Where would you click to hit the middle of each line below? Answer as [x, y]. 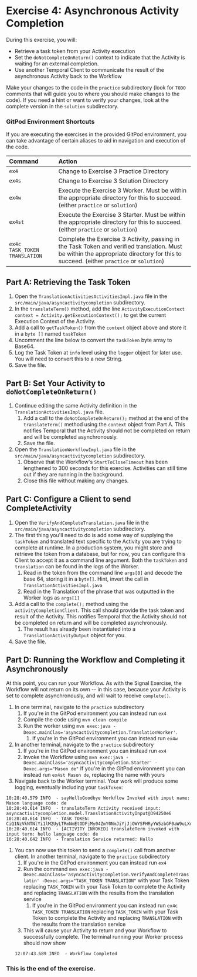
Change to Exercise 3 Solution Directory [113, 181]
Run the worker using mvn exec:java [67, 726]
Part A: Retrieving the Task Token [68, 282]
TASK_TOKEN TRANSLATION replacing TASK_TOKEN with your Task [105, 912]
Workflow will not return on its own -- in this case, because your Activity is [96, 690]
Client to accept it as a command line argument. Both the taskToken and [101, 560]
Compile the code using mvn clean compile [75, 720]
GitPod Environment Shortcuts [50, 121]
